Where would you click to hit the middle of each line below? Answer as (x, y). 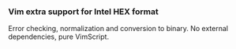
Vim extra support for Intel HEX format (84, 12)
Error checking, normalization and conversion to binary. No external (118, 29)
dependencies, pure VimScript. (58, 37)
